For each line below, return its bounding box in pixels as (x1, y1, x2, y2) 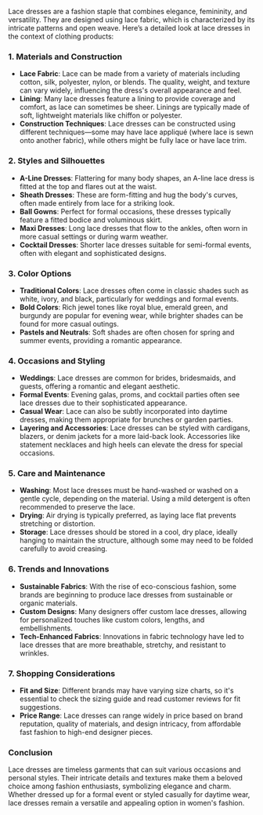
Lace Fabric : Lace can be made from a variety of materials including (19, 69, 240, 79)
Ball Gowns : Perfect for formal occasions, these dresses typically (19, 206, 232, 216)
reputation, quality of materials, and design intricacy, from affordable (19, 719, 241, 729)
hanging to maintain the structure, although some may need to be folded (19, 535, 254, 545)
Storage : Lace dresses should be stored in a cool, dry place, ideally (19, 528, 238, 537)
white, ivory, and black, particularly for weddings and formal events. (19, 294, 240, 303)
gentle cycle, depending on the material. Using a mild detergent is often (19, 494, 250, 503)
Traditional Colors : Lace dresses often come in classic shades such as (19, 286, 249, 295)
